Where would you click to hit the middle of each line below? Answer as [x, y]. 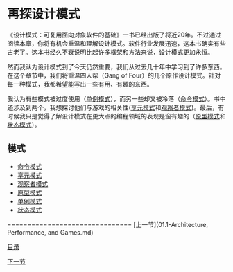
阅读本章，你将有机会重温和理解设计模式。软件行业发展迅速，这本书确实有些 [116, 43]
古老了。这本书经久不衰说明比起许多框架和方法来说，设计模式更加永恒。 [110, 52]
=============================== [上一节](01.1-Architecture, [107, 224]
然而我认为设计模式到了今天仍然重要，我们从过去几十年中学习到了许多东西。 [116, 66]
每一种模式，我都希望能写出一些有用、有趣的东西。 [80, 84]
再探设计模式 [44, 14]
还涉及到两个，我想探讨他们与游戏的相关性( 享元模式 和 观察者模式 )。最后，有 [116, 107]
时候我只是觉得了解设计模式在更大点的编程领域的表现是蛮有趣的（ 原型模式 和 [116, 116]
